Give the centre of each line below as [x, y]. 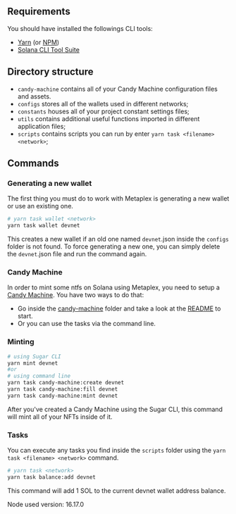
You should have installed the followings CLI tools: [80, 28]
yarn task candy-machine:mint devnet [63, 396]
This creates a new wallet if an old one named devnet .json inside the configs [118, 239]
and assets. [34, 96]
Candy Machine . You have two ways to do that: [76, 295]
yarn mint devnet [33, 363]
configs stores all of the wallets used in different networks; [103, 104]
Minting [21, 342]
